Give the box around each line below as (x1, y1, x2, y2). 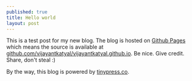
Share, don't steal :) (6, 56, 56, 64)
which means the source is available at (6, 43, 104, 51)
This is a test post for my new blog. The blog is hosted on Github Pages (6, 37, 186, 44)
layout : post (6, 20, 40, 26)
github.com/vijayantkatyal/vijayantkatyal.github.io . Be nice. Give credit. (6, 50, 185, 57)
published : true (6, 9, 48, 15)
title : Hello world (6, 15, 56, 21)
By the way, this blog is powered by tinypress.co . (6, 68, 130, 76)
